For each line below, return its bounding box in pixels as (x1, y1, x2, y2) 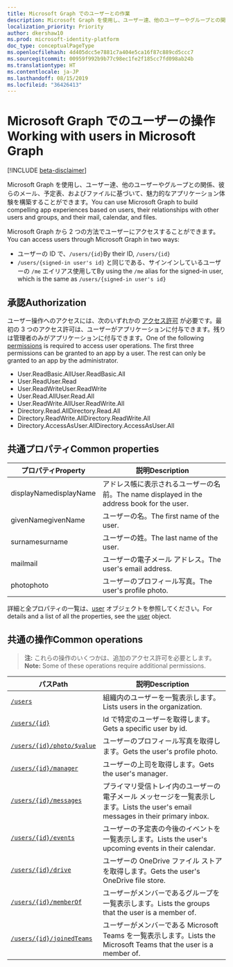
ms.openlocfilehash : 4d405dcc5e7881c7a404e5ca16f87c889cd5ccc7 (7, 49, 194, 56)
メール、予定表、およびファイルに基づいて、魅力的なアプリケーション (19, 189, 220, 198)
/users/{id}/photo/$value (10, 741, 96, 750)
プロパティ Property (21, 465, 85, 475)
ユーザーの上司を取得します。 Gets (103, 759, 215, 769)
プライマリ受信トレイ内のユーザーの (103, 781, 221, 791)
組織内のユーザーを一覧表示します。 (103, 693, 221, 702)
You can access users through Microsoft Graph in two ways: (7, 235, 180, 244)
